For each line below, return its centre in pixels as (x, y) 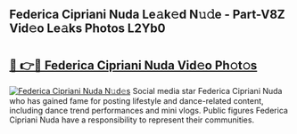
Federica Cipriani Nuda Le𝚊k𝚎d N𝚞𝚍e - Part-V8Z (147, 15)
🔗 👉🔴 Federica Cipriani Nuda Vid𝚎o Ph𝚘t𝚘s (133, 65)
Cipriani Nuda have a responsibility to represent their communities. (132, 120)
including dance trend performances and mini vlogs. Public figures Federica (148, 110)
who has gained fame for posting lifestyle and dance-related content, (137, 101)
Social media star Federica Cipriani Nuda (207, 91)
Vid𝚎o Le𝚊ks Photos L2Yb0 (87, 29)
